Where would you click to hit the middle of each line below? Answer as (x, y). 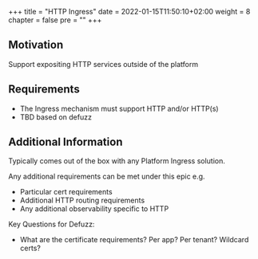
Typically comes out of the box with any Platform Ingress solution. (117, 161)
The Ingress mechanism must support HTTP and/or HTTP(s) (119, 108)
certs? (30, 248)
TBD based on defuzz (56, 117)
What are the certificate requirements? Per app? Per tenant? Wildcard (134, 240)
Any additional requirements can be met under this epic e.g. (107, 177)
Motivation (36, 45)
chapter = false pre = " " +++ (55, 20)
